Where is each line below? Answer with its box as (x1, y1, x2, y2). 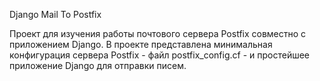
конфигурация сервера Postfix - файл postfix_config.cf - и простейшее (9, 49, 311, 61)
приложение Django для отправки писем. (9, 60, 187, 71)
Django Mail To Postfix (9, 9, 102, 20)
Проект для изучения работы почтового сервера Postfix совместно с (9, 28, 307, 39)
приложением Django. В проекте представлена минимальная (9, 39, 273, 50)
